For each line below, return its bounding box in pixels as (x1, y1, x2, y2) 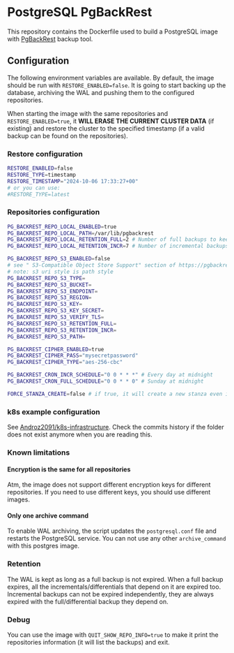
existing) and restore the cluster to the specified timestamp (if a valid (7, 124, 205, 133)
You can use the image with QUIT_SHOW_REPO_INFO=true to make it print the (7, 631, 219, 639)
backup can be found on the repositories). (7, 131, 128, 140)
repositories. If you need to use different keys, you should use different (7, 488, 211, 497)
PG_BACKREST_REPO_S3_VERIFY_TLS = (7, 314, 104, 321)
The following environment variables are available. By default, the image (7, 73, 214, 82)
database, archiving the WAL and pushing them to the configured (7, 88, 195, 96)
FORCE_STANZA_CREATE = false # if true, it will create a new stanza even (7, 390, 223, 397)
